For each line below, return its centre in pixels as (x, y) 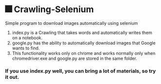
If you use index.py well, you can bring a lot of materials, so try (80, 71)
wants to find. (26, 48)
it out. (12, 77)
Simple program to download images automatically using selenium (72, 23)
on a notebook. (27, 37)
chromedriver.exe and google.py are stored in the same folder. (74, 58)
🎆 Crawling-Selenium (49, 9)
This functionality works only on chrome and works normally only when (84, 53)
